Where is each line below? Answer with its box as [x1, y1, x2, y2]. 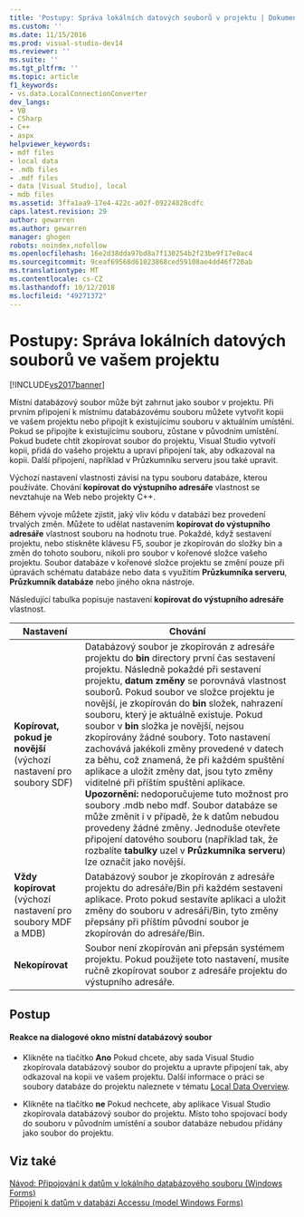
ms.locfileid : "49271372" [9, 291, 107, 300]
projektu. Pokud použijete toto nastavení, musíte [84, 953, 290, 966]
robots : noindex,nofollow [9, 241, 107, 250]
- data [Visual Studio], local [9, 182, 128, 191]
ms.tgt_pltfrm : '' [9, 64, 79, 73]
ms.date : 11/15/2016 [9, 30, 88, 39]
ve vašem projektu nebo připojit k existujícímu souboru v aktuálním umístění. [9, 416, 294, 427]
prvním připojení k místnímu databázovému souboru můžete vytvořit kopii [9, 407, 284, 418]
